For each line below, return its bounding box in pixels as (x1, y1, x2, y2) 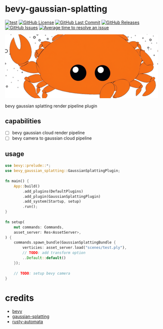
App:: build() (14, 184, 40, 189)
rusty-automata (12, 319, 43, 325)
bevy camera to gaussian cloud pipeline (12, 135, 92, 141)
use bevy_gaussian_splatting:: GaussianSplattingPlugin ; (5, 169, 120, 173)
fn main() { (5, 178, 29, 183)
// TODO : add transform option (22, 250, 86, 256)
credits (5, 293, 34, 303)
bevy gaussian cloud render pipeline (12, 130, 85, 136)
